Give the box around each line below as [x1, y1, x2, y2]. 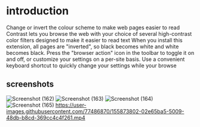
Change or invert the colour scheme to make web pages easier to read [6, 24, 180, 31]
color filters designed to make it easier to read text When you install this [6, 36, 183, 44]
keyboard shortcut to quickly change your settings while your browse [6, 61, 177, 69]
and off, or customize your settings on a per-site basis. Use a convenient [6, 55, 185, 63]
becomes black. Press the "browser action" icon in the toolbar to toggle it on [6, 49, 195, 56]
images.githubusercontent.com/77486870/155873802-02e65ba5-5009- [6, 107, 184, 114]
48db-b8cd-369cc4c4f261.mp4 [6, 114, 85, 121]
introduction [6, 4, 69, 18]
